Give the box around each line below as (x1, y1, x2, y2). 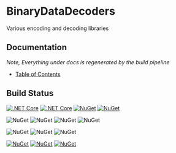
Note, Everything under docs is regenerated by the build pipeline (6, 58, 170, 65)
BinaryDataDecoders (6, 4, 115, 18)
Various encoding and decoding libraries (6, 24, 109, 32)
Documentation (6, 42, 67, 53)
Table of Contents (15, 70, 61, 78)
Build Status (6, 88, 54, 99)
